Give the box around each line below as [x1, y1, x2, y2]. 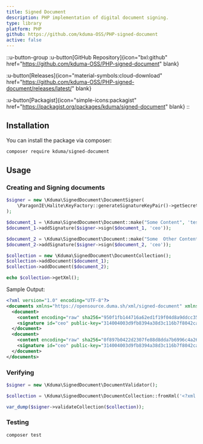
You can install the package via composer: [6, 136, 112, 144]
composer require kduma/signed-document [6, 148, 110, 155]
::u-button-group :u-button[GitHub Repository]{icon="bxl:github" [6, 54, 168, 61]
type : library [6, 20, 42, 26]
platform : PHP [6, 25, 42, 32]
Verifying [6, 368, 34, 377]
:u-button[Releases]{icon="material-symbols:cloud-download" [6, 72, 163, 79]
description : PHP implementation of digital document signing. [6, 15, 169, 21]
